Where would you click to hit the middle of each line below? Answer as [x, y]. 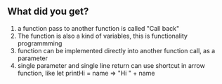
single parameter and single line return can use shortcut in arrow [111, 65]
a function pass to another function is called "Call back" [98, 28]
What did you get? [48, 12]
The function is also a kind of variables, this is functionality [103, 36]
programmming [40, 43]
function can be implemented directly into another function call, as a [116, 50]
